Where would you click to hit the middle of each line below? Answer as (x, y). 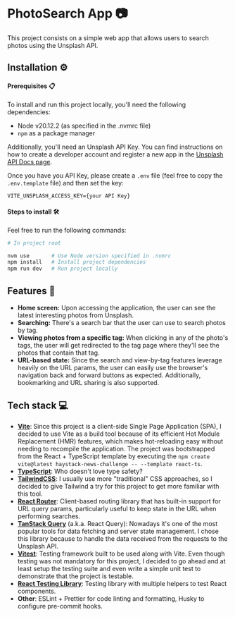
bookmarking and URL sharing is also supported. (88, 383)
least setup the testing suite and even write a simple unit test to (109, 568)
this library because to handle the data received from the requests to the (122, 538)
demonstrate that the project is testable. (75, 576)
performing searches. (49, 516)
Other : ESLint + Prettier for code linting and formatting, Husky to (111, 598)
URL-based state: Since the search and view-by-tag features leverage (120, 360)
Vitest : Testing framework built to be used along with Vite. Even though (121, 554)
